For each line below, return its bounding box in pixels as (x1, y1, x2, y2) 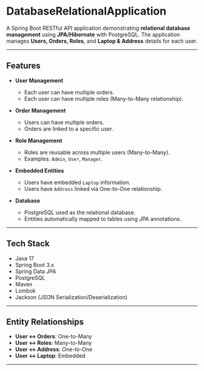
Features (6, 61, 41, 71)
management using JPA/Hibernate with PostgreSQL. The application (6, 30, 180, 38)
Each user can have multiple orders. (24, 88, 114, 95)
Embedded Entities (15, 167, 64, 174)
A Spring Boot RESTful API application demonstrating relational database (6, 24, 191, 32)
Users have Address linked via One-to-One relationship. (24, 185, 163, 192)
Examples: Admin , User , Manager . (24, 155, 103, 162)
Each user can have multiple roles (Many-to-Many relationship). (24, 95, 184, 102)
